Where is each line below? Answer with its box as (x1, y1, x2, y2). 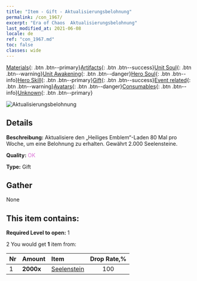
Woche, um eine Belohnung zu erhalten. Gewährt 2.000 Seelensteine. (6, 140, 178, 147)
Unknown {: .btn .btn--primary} (17, 89, 93, 96)
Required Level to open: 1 (6, 229, 70, 236)
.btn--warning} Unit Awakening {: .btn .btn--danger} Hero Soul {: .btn (6, 70, 171, 77)
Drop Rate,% (90, 255, 127, 263)
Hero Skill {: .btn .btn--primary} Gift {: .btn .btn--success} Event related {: (17, 76, 191, 83)
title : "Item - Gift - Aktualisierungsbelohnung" (6, 8, 133, 15)
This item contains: (6, 213, 79, 223)
